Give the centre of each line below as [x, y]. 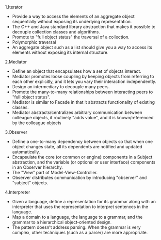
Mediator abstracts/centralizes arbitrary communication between [77, 112]
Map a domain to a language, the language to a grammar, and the [77, 217]
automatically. [26, 152]
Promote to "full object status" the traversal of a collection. [71, 37]
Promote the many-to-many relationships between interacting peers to [82, 92]
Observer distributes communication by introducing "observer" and [79, 177]
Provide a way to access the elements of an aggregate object [73, 16]
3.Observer [16, 132]
